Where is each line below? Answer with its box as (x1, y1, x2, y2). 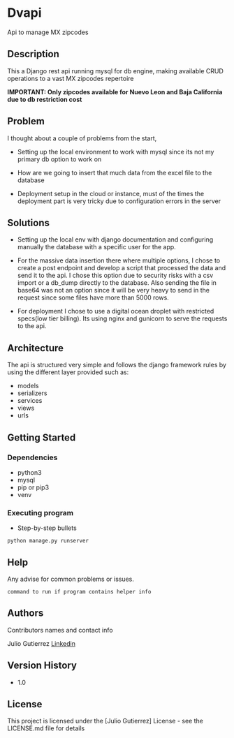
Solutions (7, 216, 50, 228)
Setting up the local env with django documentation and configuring (17, 235, 214, 244)
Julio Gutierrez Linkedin (7, 639, 75, 647)
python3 (17, 468, 42, 476)
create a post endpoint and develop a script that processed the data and (17, 264, 226, 272)
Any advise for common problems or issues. (7, 575, 135, 583)
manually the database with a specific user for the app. (17, 243, 176, 251)
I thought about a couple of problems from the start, (7, 134, 157, 142)
